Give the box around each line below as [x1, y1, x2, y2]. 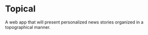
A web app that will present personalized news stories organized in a [5, 19, 144, 25]
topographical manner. [5, 24, 51, 30]
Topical [5, 3, 36, 14]
